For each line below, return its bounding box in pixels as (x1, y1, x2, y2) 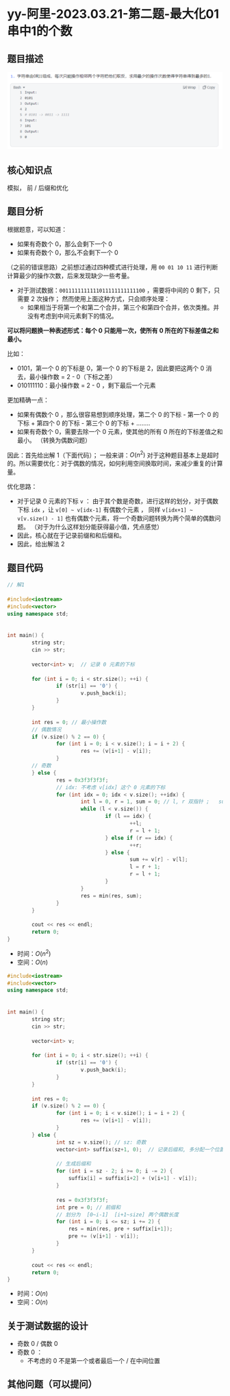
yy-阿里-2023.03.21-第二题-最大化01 (7, 6, 219, 22)
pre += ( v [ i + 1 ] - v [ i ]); (68, 1233, 140, 1240)
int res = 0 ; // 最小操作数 (31, 719, 107, 725)
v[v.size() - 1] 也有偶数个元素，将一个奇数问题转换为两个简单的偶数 (16, 514, 216, 522)
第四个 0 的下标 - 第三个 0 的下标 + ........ (36, 419, 151, 427)
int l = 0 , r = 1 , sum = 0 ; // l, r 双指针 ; (80, 798, 210, 806)
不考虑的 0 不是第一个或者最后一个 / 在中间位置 (27, 1357, 161, 1365)
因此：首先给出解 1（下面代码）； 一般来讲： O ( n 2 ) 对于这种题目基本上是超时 (7, 450, 219, 459)
